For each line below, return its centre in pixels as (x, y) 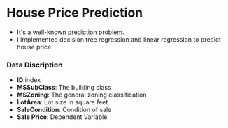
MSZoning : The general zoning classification (81, 95)
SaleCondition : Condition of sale (64, 110)
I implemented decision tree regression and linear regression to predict (119, 39)
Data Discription (35, 65)
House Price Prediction (75, 13)
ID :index (29, 80)
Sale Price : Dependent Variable (62, 117)
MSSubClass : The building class (64, 88)
